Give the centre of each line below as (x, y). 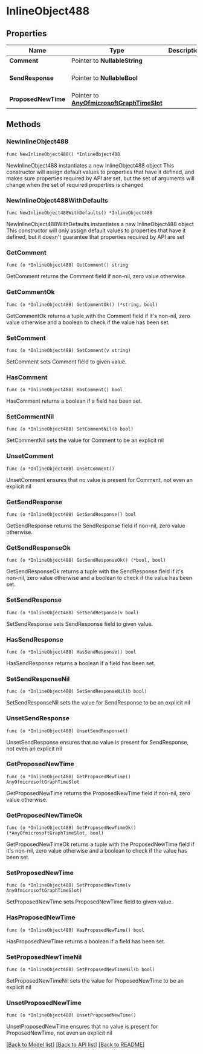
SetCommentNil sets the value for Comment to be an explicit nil (85, 440)
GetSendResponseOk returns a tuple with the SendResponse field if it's (95, 571)
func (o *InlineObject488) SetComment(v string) (69, 350)
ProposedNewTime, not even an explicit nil (60, 1033)
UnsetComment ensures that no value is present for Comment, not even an (100, 480)
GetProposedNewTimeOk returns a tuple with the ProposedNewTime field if (101, 844)
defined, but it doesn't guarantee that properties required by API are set (95, 236)
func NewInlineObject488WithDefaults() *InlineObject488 (79, 213)
